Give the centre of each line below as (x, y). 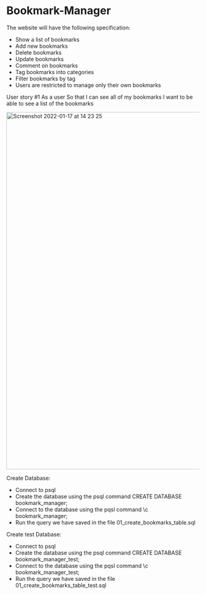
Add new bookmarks (41, 46)
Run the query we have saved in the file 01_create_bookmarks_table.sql (105, 522)
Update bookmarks (40, 59)
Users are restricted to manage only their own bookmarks (88, 85)
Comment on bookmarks (47, 66)
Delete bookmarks (38, 52)
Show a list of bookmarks (47, 39)
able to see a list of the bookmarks (50, 103)
